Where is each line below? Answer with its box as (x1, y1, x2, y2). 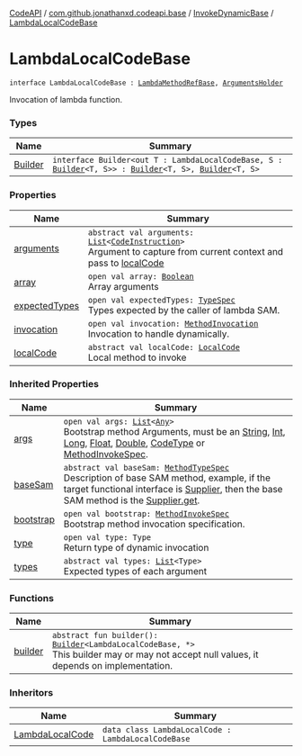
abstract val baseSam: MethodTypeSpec (63, 463, 230, 472)
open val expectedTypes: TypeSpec (88, 294, 235, 305)
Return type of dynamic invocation (63, 541, 209, 553)
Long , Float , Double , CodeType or (63, 436, 205, 449)
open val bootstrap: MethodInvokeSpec (63, 508, 230, 518)
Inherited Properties (9, 378, 99, 391)
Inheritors (9, 687, 54, 699)
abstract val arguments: (88, 227, 195, 238)
